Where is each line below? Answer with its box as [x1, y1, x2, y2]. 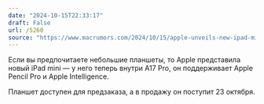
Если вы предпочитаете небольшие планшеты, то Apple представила [8, 55, 241, 65]
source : [8, 33, 34, 42]
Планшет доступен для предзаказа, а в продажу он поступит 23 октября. [8, 87, 255, 97]
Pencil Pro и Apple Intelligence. [8, 72, 109, 81]
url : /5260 [8, 26, 44, 34]
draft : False [8, 19, 51, 27]
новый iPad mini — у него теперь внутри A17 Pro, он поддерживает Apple [8, 64, 254, 73]
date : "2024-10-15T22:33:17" [8, 11, 104, 20]
